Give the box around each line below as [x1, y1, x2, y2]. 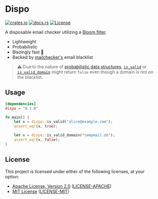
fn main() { [5, 115, 29, 120]
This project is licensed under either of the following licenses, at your [5, 168, 145, 174]
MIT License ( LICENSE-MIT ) [12, 188, 70, 194]
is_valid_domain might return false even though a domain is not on [17, 69, 154, 75]
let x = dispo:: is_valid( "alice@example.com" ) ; [14, 119, 113, 124]
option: [5, 174, 20, 179]
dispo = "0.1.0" [5, 106, 38, 111]
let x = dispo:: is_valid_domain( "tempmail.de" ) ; [14, 133, 115, 138]
